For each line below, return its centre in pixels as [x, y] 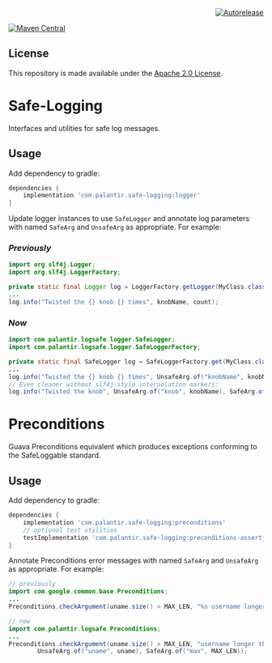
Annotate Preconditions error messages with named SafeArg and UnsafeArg [134, 561]
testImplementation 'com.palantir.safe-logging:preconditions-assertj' [146, 538]
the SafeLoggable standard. [55, 455]
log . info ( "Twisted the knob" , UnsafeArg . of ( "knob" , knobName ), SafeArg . [134, 392]
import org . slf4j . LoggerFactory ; [65, 272]
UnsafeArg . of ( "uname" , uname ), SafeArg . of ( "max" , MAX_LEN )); [143, 652]
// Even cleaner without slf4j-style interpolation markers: [114, 385]
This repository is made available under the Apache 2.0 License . [116, 73]
